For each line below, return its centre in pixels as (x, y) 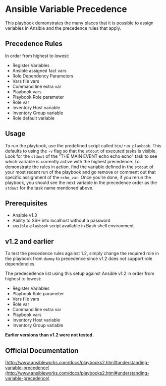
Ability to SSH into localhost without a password (61, 221)
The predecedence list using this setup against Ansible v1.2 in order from (80, 273)
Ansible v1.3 (25, 215)
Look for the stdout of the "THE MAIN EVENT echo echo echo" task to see (81, 156)
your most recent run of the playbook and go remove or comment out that (81, 172)
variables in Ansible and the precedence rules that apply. (63, 28)
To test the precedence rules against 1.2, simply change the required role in (82, 254)
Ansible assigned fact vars (39, 70)
